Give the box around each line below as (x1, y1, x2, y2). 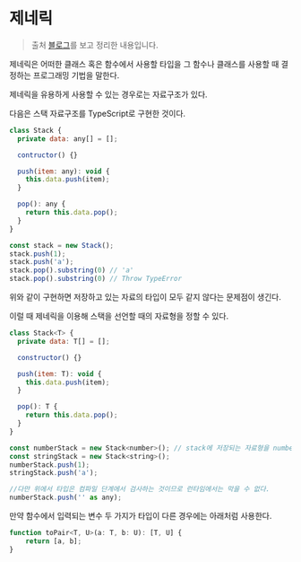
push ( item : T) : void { (17, 369, 102, 378)
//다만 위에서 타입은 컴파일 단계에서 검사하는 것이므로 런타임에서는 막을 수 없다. (9, 485, 271, 494)
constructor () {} (17, 353, 82, 362)
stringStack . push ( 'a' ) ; (9, 469, 99, 478)
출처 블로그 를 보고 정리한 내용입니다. (30, 40, 159, 50)
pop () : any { (17, 199, 66, 209)
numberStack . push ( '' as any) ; (9, 493, 123, 503)
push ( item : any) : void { (17, 167, 110, 176)
